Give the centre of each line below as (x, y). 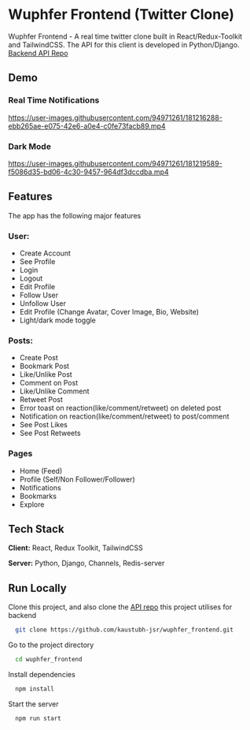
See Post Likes (44, 425)
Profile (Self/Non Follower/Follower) (77, 479)
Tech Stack (36, 529)
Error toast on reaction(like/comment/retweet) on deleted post (120, 408)
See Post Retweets (50, 433)
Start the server (33, 704)
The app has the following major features (75, 215)
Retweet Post (41, 400)
